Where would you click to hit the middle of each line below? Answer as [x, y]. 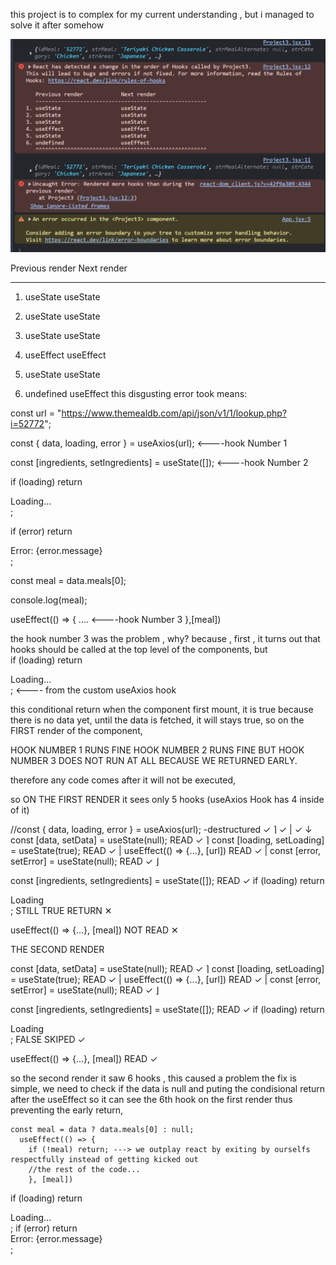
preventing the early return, [67, 1110]
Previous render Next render [69, 268]
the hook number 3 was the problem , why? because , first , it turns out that [165, 638]
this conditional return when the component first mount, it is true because [162, 709]
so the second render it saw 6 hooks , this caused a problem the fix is [153, 1078]
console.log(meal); [49, 600]
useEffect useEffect [65, 355]
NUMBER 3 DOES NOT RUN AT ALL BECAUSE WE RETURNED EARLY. [154, 760]
